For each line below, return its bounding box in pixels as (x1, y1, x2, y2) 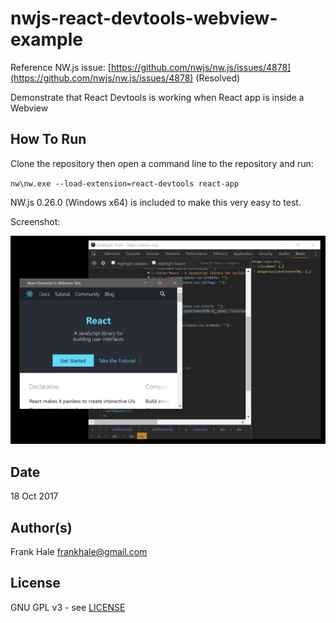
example (10, 28, 84, 51)
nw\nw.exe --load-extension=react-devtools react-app (10, 178, 240, 189)
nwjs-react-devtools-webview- (10, 7, 278, 30)
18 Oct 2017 (10, 490, 59, 502)
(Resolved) (195, 72, 241, 84)
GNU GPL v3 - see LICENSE (10, 601, 126, 613)
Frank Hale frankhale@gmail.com (10, 546, 148, 558)
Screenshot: (10, 215, 61, 227)
